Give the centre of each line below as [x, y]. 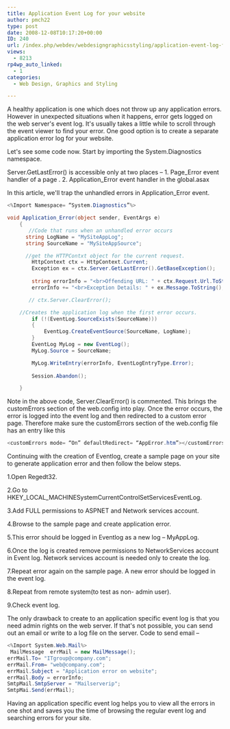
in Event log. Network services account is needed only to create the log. [109, 558]
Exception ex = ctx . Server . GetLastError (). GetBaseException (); [124, 268]
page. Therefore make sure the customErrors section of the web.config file [113, 424]
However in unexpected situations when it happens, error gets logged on [110, 117]
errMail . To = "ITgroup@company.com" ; [59, 658]
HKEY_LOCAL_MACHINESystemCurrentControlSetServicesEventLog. [104, 498]
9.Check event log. [34, 605]
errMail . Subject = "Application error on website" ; [82, 671]
